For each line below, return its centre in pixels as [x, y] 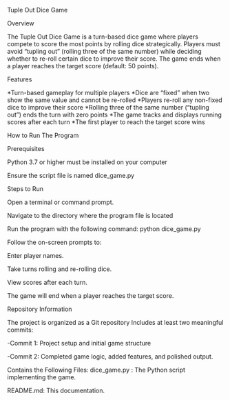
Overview [21, 23]
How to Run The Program [43, 135]
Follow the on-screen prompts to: [54, 242]
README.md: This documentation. [56, 390]
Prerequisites [26, 149]
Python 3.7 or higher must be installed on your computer [87, 162]
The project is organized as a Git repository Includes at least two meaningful [115, 322]
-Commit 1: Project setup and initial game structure [79, 343]
